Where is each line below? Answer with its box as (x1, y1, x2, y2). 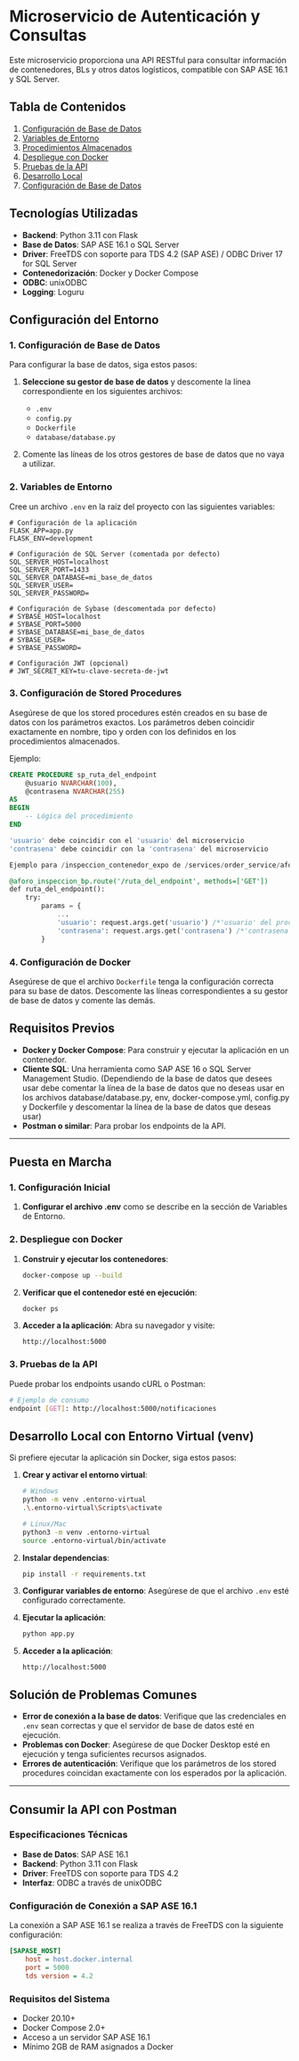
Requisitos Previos (9, 1021, 116, 1036)
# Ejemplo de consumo (9, 1396, 90, 1405)
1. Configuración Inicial (9, 1182, 111, 1194)
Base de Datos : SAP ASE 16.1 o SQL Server (21, 239, 180, 250)
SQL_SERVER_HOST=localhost (9, 557, 109, 566)
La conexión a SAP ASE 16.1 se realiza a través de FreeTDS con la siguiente (9, 1920, 284, 1931)
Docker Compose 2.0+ (21, 2022, 106, 2032)
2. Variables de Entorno (9, 481, 113, 493)
